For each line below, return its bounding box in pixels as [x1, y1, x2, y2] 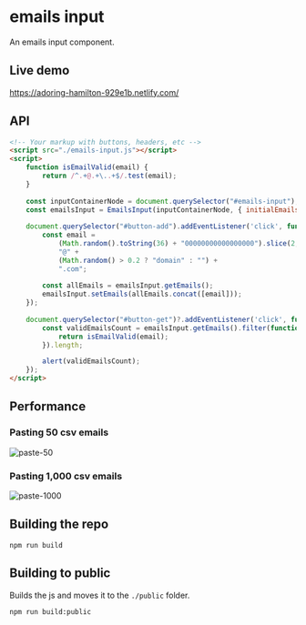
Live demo [9, 63, 70, 78]
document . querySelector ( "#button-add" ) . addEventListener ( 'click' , [25, 222, 283, 231]
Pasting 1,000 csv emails [9, 469, 123, 482]
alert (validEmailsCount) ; [42, 357, 141, 366]
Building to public [9, 566, 111, 581]
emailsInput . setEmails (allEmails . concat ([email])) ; [42, 289, 243, 299]
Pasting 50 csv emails [9, 426, 109, 439]
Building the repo [9, 517, 109, 532]
